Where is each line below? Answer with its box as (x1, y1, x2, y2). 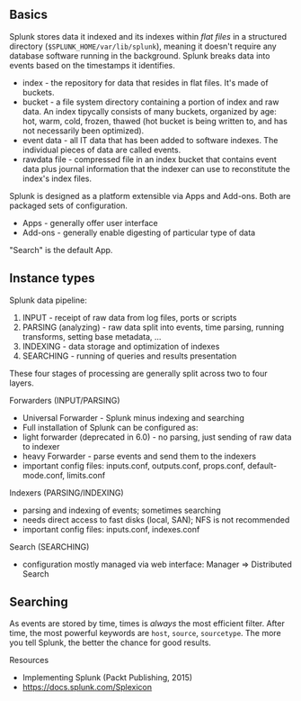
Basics (9, 7, 48, 23)
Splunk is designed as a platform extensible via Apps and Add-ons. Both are (9, 190, 291, 201)
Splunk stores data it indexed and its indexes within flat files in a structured (9, 31, 288, 41)
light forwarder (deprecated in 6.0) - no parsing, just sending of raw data (22, 432, 292, 442)
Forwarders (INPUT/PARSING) (9, 395, 120, 405)
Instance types (9, 270, 95, 287)
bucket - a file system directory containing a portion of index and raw (22, 96, 279, 107)
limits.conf (66, 469, 106, 480)
